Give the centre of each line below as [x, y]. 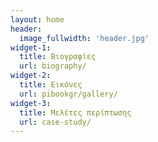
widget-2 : [31, 76]
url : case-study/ [55, 122]
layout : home [37, 19]
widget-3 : [31, 103]
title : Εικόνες [51, 85]
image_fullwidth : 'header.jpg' [84, 38]
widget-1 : [31, 47]
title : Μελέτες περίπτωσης [75, 112]
